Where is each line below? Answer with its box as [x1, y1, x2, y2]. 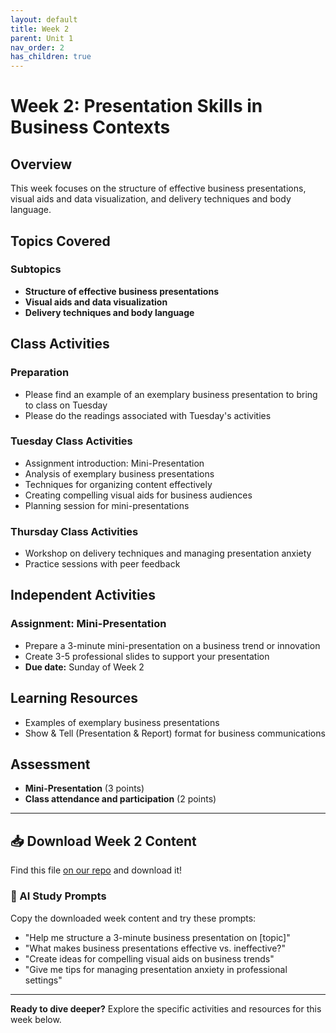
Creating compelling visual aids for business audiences [24, 489, 253, 501]
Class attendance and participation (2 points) [24, 793, 217, 805]
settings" [24, 974, 63, 986]
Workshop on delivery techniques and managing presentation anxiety [24, 547, 312, 560]
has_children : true [10, 52, 92, 62]
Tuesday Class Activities [10, 434, 133, 448]
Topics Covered [10, 232, 111, 250]
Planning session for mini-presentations [24, 499, 190, 511]
